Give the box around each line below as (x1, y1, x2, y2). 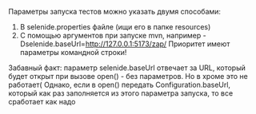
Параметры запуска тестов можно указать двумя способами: (8, 7, 222, 16)
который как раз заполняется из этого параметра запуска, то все (8, 88, 234, 98)
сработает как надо (8, 97, 76, 106)
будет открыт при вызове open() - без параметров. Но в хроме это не (8, 72, 248, 81)
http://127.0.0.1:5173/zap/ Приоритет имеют (85, 39, 230, 49)
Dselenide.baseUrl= (19, 39, 86, 49)
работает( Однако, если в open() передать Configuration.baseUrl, (8, 80, 230, 89)
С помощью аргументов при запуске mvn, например (19, 31, 202, 40)
